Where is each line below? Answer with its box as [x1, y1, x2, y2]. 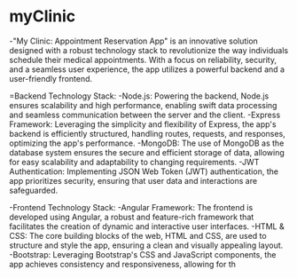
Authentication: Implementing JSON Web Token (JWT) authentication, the [9, 166, 279, 177]
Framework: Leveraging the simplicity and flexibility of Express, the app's [9, 118, 277, 130]
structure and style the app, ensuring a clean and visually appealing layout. [9, 240, 284, 250]
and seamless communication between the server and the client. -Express [9, 109, 281, 120]
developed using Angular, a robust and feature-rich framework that [9, 211, 254, 222]
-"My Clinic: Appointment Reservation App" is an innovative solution [9, 36, 259, 46]
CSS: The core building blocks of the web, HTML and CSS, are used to [9, 230, 268, 241]
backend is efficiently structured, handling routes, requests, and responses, [9, 128, 285, 139]
